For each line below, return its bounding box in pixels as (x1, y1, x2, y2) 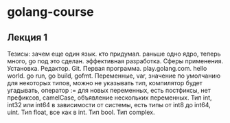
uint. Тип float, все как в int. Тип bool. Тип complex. (7, 108, 155, 116)
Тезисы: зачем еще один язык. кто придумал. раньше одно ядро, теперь (7, 49, 221, 58)
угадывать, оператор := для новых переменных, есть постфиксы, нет (7, 87, 211, 94)
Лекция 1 (7, 32, 48, 43)
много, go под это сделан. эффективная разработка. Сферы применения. (7, 57, 224, 65)
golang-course (7, 4, 94, 20)
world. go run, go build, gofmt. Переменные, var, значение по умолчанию (7, 71, 221, 80)
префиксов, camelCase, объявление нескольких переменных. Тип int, (7, 93, 212, 102)
